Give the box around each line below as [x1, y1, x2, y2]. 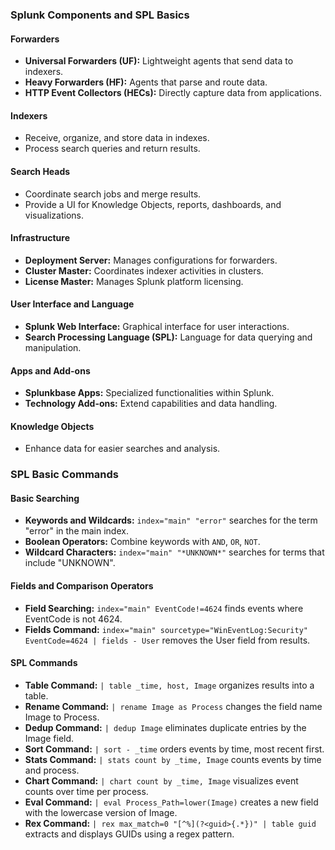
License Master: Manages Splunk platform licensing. [24, 275, 244, 287]
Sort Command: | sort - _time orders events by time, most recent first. [24, 743, 325, 755]
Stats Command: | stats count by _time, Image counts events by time [24, 753, 322, 765]
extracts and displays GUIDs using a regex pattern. [24, 828, 235, 840]
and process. [24, 764, 80, 776]
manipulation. [24, 341, 82, 353]
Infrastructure [10, 232, 71, 244]
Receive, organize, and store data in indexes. [24, 132, 210, 144]
